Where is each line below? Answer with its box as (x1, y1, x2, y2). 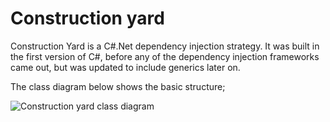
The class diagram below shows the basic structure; (10, 80, 226, 92)
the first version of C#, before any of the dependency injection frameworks (10, 50, 320, 62)
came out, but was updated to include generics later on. (10, 61, 241, 73)
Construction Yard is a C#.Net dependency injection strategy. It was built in (10, 40, 320, 52)
